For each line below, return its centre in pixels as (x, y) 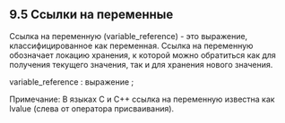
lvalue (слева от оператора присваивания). (92, 108)
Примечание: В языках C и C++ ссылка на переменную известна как (142, 99)
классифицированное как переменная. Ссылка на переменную (131, 45)
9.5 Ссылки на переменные (91, 15)
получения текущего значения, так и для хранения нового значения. (141, 64)
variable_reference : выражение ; (72, 82)
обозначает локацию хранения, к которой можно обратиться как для (142, 55)
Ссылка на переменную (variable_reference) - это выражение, (129, 36)
